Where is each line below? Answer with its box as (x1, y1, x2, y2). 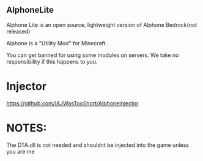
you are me (6, 148, 35, 155)
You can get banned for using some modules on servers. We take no (6, 51, 179, 59)
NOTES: (6, 121, 47, 135)
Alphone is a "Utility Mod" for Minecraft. (6, 39, 107, 47)
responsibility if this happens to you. (6, 58, 98, 65)
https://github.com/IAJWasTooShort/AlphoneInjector (6, 99, 139, 107)
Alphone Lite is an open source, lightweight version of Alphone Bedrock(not (6, 21, 197, 28)
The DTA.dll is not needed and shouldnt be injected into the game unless (6, 141, 190, 149)
